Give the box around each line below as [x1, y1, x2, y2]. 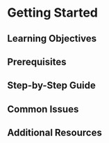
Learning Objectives [7, 33, 97, 44]
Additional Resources [7, 127, 102, 139]
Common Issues [7, 103, 79, 115]
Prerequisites [7, 56, 67, 67]
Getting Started [7, 5, 99, 21]
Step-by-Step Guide [7, 80, 96, 92]
